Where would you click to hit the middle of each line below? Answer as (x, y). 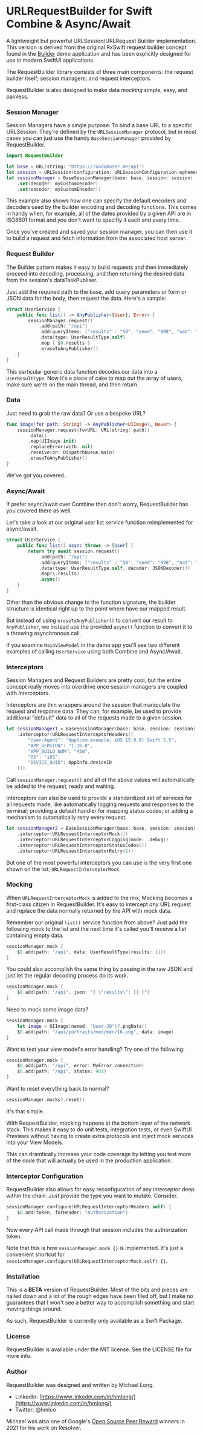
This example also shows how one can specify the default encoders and (96, 200)
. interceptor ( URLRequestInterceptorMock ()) (73, 834)
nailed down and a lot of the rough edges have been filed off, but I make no (100, 1296)
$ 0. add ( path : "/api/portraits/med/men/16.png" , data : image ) (95, 1032)
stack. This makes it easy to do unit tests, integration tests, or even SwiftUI (99, 1129)
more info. (19, 1356)
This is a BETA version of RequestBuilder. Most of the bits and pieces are (97, 1290)
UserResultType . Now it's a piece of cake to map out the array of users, (95, 378)
